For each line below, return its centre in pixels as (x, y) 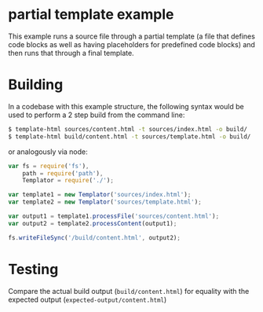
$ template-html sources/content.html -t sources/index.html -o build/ (128, 129)
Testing (33, 269)
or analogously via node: (48, 152)
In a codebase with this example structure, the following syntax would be (126, 106)
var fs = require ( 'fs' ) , (49, 166)
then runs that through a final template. (71, 53)
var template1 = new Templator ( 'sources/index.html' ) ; (100, 195)
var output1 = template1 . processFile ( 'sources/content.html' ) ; (114, 216)
